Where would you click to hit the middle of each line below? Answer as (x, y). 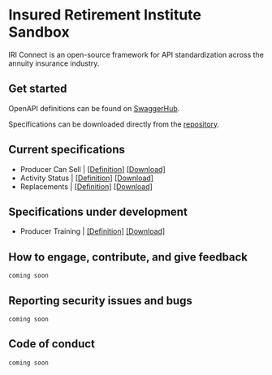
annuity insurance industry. (54, 63)
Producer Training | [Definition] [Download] (93, 231)
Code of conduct (52, 344)
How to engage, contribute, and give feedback (128, 257)
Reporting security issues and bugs (100, 301)
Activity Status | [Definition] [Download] (87, 178)
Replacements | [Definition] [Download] (86, 186)
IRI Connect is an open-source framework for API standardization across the (136, 54)
